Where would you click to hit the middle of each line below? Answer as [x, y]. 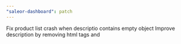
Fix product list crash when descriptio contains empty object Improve [91, 28]
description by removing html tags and [53, 34]
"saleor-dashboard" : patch [39, 11]
